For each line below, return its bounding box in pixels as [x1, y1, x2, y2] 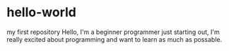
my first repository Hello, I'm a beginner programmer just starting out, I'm [6, 28, 220, 36]
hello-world [6, 4, 77, 21]
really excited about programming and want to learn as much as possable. [6, 35, 223, 43]
